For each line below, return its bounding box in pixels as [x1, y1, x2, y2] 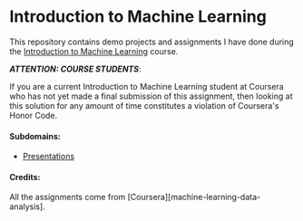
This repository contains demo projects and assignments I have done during [9, 36, 295, 47]
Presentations [22, 151, 75, 162]
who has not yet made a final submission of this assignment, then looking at [9, 91, 293, 101]
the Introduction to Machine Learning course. [9, 45, 179, 56]
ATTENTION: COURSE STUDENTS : [9, 63, 142, 74]
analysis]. [9, 201, 45, 212]
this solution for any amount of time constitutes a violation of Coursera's [9, 100, 279, 110]
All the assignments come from [9, 192, 126, 203]
